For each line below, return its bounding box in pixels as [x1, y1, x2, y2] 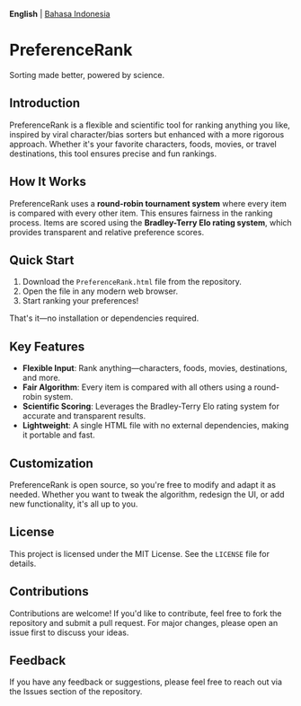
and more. [22, 373, 61, 384]
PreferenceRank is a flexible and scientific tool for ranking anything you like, [9, 119, 290, 130]
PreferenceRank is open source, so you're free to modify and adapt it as [9, 480, 277, 490]
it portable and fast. [22, 429, 96, 440]
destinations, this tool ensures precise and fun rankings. [9, 148, 217, 159]
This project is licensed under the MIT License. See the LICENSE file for [9, 548, 270, 559]
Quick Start [9, 252, 75, 268]
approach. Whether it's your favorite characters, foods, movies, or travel [9, 138, 277, 149]
